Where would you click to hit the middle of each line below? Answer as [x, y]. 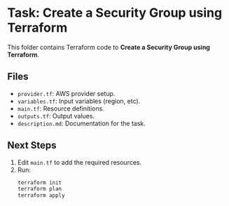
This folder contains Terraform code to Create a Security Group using [109, 47]
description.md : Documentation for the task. [81, 123]
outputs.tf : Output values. [56, 116]
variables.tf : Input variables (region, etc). [79, 101]
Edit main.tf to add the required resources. [79, 162]
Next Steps [32, 145]
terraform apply [41, 195]
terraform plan [40, 189]
